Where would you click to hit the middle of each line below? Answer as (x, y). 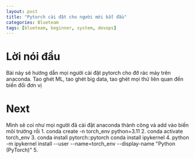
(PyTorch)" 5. (22, 150)
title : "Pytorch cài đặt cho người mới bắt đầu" (66, 17)
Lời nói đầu (33, 57)
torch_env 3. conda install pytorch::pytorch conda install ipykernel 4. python (97, 137)
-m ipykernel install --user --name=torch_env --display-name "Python (91, 144)
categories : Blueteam (32, 22)
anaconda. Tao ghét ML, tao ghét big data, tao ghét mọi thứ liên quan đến (95, 79)
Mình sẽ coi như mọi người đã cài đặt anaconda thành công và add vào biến (97, 125)
